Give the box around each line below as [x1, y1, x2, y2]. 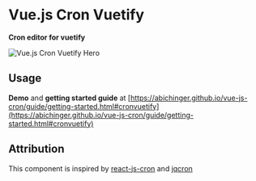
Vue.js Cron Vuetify [8, 6, 144, 24]
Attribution [8, 142, 65, 156]
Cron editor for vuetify [8, 32, 86, 42]
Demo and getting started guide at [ [8, 93, 131, 103]
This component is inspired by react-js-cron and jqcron [8, 163, 193, 173]
